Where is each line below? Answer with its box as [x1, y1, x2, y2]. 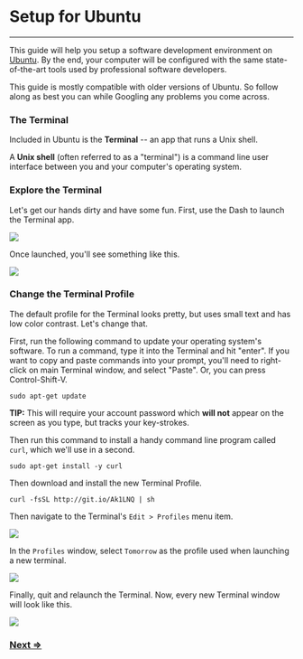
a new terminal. [9, 554, 67, 566]
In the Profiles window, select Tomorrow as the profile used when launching [9, 545, 290, 556]
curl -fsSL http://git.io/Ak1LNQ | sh [9, 494, 155, 504]
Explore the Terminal [9, 184, 102, 196]
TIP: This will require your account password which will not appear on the [9, 407, 284, 418]
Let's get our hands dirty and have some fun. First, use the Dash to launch [9, 204, 285, 215]
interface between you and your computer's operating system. [9, 161, 242, 173]
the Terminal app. [9, 214, 75, 225]
